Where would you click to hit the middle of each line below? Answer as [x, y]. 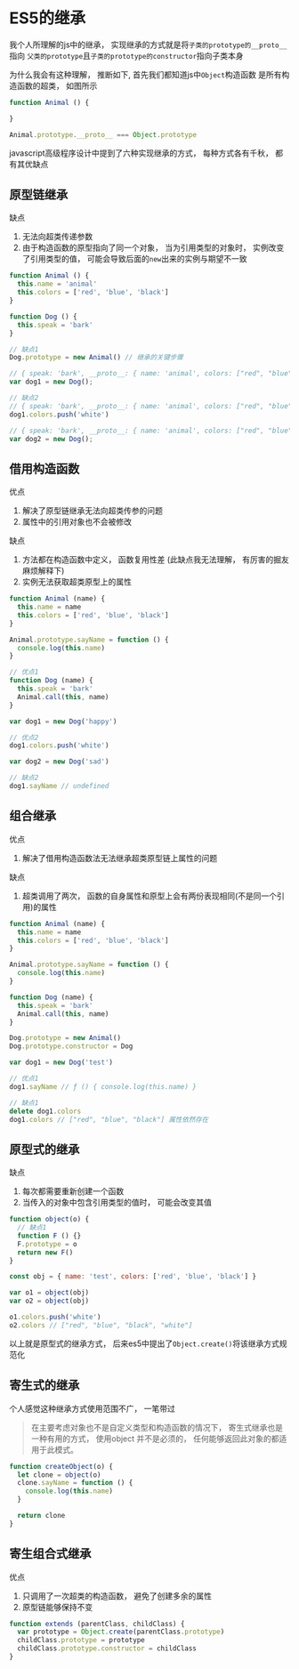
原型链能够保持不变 [57, 1607]
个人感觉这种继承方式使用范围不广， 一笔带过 [92, 1408]
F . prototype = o [47, 1244]
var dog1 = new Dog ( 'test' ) [61, 1063]
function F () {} [49, 1236]
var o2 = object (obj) [49, 1301]
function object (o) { [49, 1220]
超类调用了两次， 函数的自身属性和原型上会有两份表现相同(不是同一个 [149, 896]
